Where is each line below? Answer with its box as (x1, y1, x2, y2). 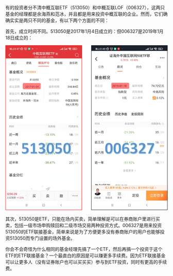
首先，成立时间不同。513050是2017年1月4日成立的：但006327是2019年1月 (5, 28, 164, 34)
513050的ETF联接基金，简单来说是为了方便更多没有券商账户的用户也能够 (5, 228, 161, 235)
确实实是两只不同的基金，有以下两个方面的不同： (5, 17, 109, 23)
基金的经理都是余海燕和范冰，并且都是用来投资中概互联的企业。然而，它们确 (5, 11, 168, 17)
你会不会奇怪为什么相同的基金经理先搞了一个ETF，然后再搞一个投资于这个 (5, 246, 163, 252)
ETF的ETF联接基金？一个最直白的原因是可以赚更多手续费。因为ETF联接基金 (5, 252, 166, 259)
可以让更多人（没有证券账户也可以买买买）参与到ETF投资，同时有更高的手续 (5, 259, 167, 265)
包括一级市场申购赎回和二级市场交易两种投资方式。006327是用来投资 (14, 222, 162, 228)
